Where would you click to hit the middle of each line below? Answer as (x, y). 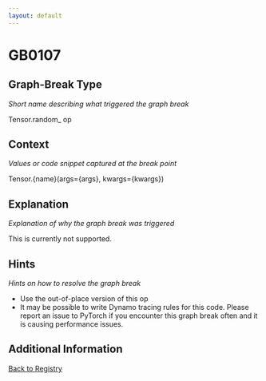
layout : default (35, 16)
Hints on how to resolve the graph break (75, 284)
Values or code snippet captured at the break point (93, 164)
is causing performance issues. (71, 324)
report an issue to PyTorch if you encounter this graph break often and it (139, 316)
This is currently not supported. (60, 239)
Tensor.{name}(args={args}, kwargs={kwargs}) (86, 179)
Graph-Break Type (55, 85)
